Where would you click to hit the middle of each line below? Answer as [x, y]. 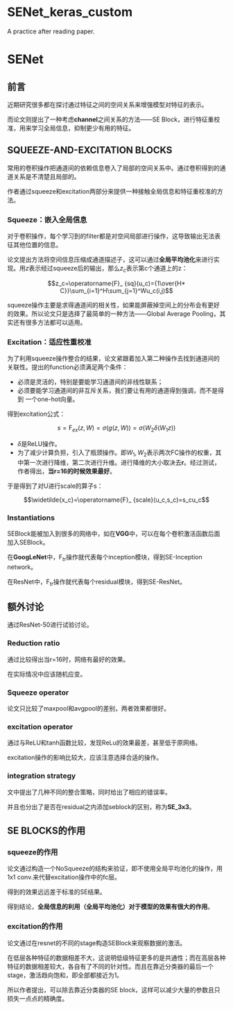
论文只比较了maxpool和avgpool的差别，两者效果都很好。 [89, 709]
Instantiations [31, 518]
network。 [22, 567]
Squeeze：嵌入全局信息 [47, 219]
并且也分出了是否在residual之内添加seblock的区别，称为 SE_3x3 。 [101, 806]
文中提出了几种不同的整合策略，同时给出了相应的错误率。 [89, 792]
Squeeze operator [38, 693]
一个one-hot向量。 [52, 399]
